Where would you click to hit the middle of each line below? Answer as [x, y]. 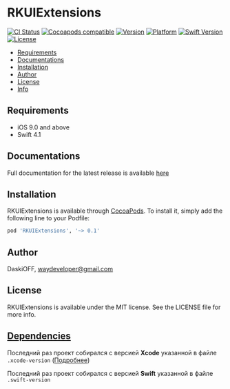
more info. [22, 314]
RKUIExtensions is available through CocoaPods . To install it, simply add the [115, 211]
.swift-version [29, 380]
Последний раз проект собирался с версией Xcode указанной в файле [112, 353]
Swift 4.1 [29, 134]
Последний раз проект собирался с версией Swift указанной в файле [110, 373]
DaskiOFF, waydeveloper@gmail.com [60, 269]
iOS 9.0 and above [43, 127]
